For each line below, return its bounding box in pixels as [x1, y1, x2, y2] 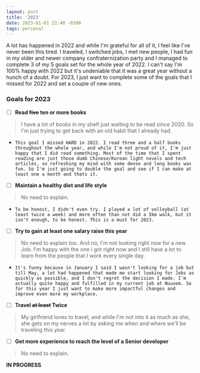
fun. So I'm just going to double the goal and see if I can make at [14, 166, 192, 172]
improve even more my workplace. [14, 291, 99, 297]
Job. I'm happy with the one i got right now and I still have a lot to [20, 245, 181, 253]
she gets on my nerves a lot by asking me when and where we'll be [20, 320, 186, 327]
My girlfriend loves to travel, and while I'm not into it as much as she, [20, 313, 190, 320]
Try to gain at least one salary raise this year [14, 227, 127, 234]
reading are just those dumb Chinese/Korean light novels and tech [14, 155, 186, 162]
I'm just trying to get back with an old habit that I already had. [20, 127, 172, 134]
